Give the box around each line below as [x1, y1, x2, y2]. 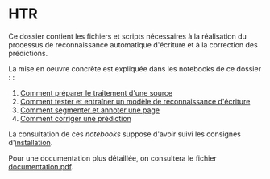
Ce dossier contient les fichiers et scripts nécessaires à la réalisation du [8, 31, 247, 41]
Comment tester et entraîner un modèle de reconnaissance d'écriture [19, 96, 251, 106]
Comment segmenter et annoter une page [19, 105, 160, 115]
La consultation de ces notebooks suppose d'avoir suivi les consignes [8, 129, 242, 139]
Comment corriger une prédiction [19, 113, 131, 123]
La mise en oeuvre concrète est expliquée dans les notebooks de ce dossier [8, 63, 262, 73]
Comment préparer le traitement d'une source [19, 87, 173, 97]
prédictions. [8, 48, 48, 58]
